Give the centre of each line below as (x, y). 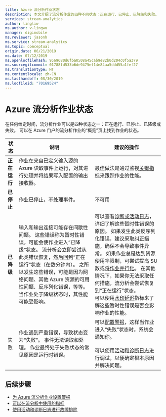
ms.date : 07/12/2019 (26, 56)
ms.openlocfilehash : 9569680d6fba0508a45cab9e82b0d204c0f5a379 (72, 60)
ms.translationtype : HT (30, 70)
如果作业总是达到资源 (131, 253)
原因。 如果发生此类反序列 (125, 231)
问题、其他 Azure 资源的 (52, 279)
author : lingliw (22, 23)
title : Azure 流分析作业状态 (33, 10)
